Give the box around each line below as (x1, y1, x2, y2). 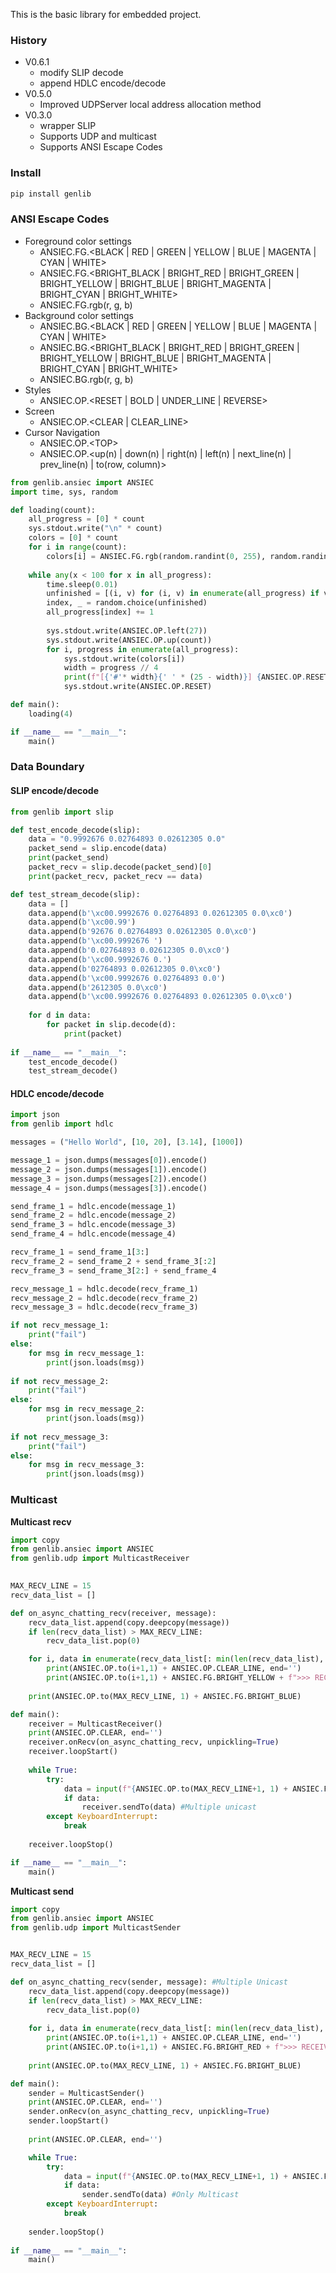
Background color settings (24, 309, 134, 321)
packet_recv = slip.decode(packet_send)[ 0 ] (28, 862, 213, 873)
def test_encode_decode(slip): (10, 825, 141, 835)
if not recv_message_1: (10, 1320, 110, 1331)
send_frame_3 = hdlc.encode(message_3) (10, 1220, 177, 1230)
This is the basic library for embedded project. (10, 9, 202, 20)
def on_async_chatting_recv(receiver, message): (10, 1608, 217, 1618)
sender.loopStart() (28, 2116, 110, 2126)
